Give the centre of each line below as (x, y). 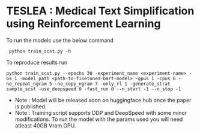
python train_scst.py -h (40, 51)
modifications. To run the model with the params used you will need (99, 119)
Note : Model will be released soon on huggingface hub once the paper (103, 100)
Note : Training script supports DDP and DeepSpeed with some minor (101, 112)
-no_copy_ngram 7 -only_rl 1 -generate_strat (112, 84)
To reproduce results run (37, 62)
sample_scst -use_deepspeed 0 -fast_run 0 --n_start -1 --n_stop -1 (94, 89)
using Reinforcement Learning (83, 24)
